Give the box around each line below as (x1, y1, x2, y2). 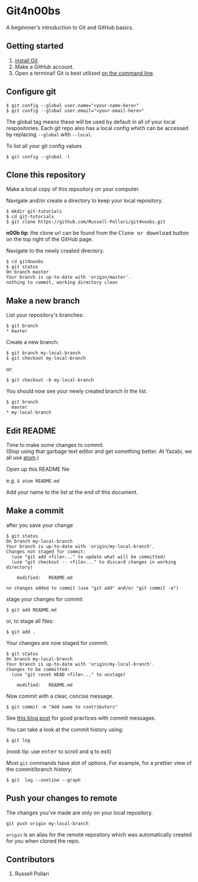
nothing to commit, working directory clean (6, 279, 118, 286)
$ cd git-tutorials (6, 214, 55, 220)
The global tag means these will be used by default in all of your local (6, 118, 176, 125)
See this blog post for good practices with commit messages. (6, 714, 156, 722)
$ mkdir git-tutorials (6, 209, 62, 215)
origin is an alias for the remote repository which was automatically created (6, 831, 192, 838)
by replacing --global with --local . (6, 131, 93, 138)
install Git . (14, 56, 40, 64)
